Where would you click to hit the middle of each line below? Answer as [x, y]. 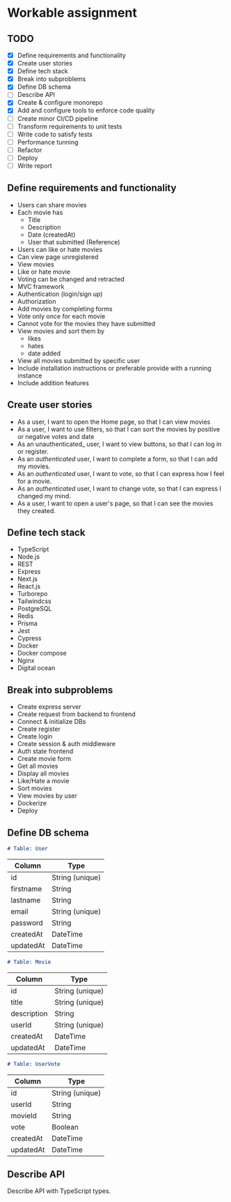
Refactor [30, 150]
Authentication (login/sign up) [60, 294]
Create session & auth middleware [66, 744]
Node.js [29, 557]
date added [44, 353]
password [27, 923]
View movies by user [47, 796]
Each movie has [40, 212]
